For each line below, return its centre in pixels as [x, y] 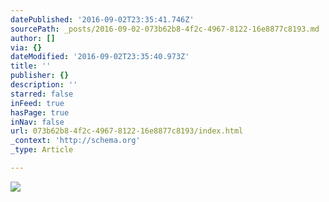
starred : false [42, 94]
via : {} [26, 47]
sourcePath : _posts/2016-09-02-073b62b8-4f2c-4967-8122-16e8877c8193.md [165, 29]
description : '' [44, 85]
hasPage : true [40, 112]
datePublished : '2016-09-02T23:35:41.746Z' [102, 19]
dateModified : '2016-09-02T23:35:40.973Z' [100, 57]
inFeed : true [37, 103]
